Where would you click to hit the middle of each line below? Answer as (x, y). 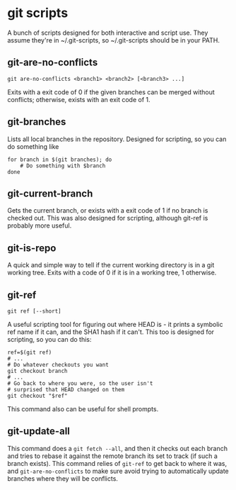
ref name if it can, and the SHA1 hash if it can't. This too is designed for (111, 332)
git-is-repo (32, 248)
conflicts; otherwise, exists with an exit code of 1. (79, 99)
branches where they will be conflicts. (63, 478)
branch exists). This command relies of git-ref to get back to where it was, (117, 463)
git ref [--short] (34, 311)
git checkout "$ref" (38, 396)
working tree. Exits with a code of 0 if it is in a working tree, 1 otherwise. (112, 273)
